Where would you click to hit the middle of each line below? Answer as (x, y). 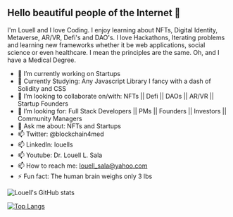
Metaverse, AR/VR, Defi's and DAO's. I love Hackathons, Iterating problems (116, 37)
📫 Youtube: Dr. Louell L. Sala (60, 155)
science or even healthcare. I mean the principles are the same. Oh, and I (113, 52)
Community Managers (50, 118)
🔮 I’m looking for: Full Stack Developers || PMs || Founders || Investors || (122, 111)
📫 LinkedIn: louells (45, 144)
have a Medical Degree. (42, 60)
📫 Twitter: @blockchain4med (61, 134)
